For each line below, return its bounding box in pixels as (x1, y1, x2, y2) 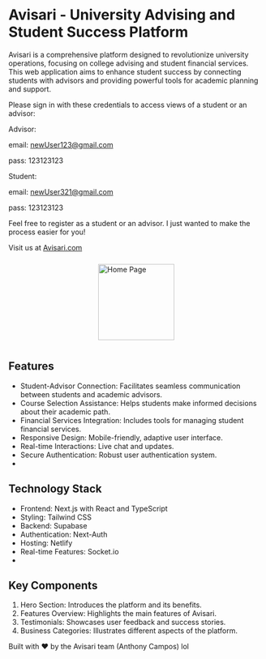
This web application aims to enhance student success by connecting (8, 66, 242, 76)
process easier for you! (8, 227, 86, 237)
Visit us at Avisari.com (8, 242, 83, 252)
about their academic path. (19, 407, 111, 417)
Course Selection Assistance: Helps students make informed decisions (19, 398, 257, 408)
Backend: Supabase (19, 520, 88, 530)
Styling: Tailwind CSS (19, 512, 92, 522)
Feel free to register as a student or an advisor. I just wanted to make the (8, 218, 251, 228)
